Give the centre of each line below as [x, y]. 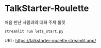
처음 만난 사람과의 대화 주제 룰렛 [35, 22]
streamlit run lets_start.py [34, 31]
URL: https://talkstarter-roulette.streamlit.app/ [50, 40]
